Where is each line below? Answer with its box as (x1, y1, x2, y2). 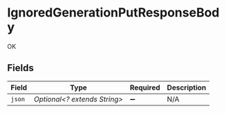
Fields (7, 62, 35, 74)
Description (167, 83, 207, 92)
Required (129, 83, 160, 92)
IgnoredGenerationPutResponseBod (7, 5, 220, 21)
